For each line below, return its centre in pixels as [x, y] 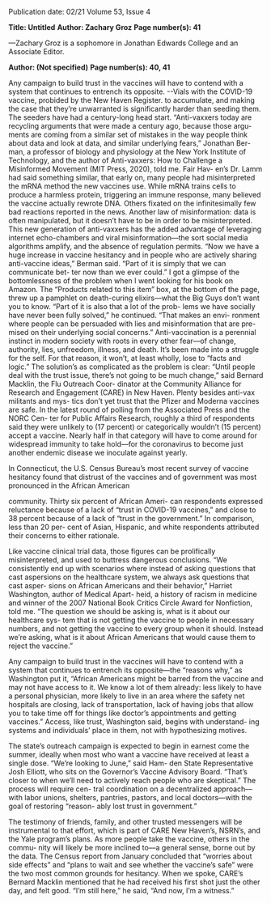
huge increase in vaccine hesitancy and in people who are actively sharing [133, 255]
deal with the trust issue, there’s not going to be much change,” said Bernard [136, 375]
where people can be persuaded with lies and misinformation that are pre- [132, 324]
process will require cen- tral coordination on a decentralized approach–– [131, 789]
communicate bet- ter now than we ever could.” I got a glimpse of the [124, 272]
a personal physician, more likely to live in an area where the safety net [127, 696]
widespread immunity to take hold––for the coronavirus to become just [126, 444]
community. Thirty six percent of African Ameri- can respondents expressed [136, 501]
